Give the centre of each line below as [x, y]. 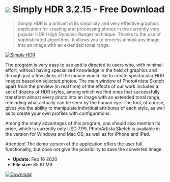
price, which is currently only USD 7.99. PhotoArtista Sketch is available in [83, 129]
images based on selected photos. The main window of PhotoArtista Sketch [85, 81]
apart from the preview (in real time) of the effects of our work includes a [82, 86]
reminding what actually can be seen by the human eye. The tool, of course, [85, 102]
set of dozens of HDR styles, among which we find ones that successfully [83, 92]
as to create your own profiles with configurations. [58, 113]
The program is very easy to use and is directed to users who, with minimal [84, 65]
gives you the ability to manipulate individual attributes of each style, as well [85, 108]
